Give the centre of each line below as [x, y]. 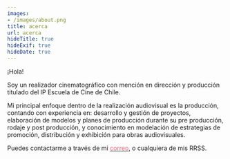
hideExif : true [29, 45]
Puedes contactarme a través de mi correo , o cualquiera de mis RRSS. [107, 148]
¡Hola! [16, 71]
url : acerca [24, 33]
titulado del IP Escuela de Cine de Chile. [64, 92]
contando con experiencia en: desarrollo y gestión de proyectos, [99, 113]
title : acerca [28, 26]
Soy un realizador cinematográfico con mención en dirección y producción [114, 85]
